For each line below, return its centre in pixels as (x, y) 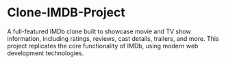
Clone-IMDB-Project (66, 13)
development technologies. (46, 53)
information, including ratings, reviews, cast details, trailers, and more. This (113, 38)
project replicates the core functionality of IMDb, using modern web (103, 46)
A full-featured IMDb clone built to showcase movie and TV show (99, 31)
